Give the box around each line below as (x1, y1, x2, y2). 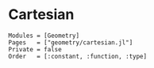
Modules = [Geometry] (8, 32, 80, 40)
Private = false (8, 45, 62, 53)
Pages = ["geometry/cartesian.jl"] (8, 38, 133, 47)
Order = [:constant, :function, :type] (8, 52, 148, 60)
